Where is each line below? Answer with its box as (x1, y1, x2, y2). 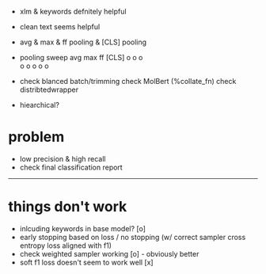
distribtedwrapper (19, 85, 79, 94)
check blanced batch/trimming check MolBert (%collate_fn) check (19, 77, 237, 86)
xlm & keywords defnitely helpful (19, 7, 127, 16)
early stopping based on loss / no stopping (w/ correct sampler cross (19, 232, 246, 242)
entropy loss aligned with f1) (19, 241, 112, 250)
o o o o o (19, 61, 49, 70)
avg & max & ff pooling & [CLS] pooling (19, 37, 147, 47)
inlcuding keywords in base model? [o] (19, 223, 146, 233)
